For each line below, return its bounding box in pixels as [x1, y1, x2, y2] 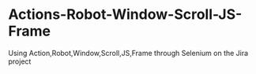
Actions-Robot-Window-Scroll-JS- [8, 6, 243, 24]
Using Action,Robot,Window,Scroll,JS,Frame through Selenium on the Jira [8, 48, 249, 57]
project [8, 57, 32, 66]
